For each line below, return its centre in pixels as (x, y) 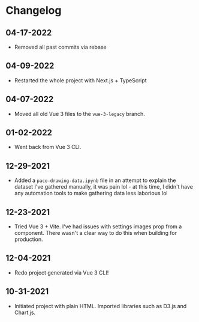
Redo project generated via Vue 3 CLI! (61, 272)
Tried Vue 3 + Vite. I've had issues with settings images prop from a (98, 226)
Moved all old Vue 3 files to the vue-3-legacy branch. (79, 114)
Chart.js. (25, 312)
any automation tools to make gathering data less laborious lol (91, 193)
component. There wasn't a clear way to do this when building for (96, 233)
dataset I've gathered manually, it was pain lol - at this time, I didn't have (103, 187)
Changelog (34, 11)
